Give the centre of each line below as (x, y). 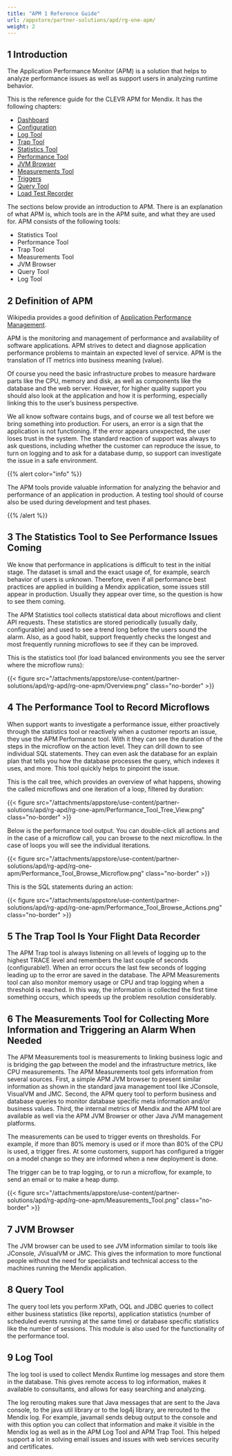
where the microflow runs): (46, 665)
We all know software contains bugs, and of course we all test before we (110, 416)
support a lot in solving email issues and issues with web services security (113, 1439)
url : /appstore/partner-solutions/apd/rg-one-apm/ (81, 20)
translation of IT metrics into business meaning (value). (86, 360)
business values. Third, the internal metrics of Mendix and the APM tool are (114, 1109)
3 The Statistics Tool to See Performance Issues (113, 537)
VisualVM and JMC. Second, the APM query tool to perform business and (112, 1094)
